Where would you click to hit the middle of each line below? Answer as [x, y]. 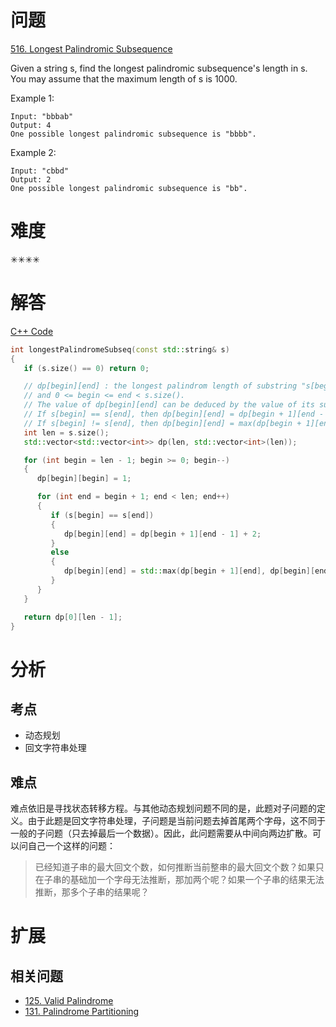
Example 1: [32, 98]
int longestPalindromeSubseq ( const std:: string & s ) [120, 349]
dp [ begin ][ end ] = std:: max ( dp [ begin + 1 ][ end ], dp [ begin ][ [189, 571]
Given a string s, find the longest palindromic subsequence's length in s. [159, 68]
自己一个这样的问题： [71, 846]
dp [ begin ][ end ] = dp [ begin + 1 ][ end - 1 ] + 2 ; [162, 534]
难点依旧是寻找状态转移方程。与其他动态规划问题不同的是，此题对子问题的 [163, 808]
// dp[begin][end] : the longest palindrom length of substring [160, 386]
